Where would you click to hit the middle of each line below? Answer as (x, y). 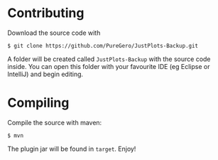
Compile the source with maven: (55, 122)
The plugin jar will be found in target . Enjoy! (72, 149)
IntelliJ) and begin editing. (45, 74)
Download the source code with (54, 33)
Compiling (38, 103)
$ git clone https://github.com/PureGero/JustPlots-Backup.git (103, 46)
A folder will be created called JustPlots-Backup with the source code (109, 59)
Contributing (46, 13)
